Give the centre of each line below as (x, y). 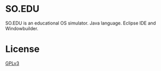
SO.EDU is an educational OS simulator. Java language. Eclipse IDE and (81, 23)
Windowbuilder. (22, 28)
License (23, 49)
